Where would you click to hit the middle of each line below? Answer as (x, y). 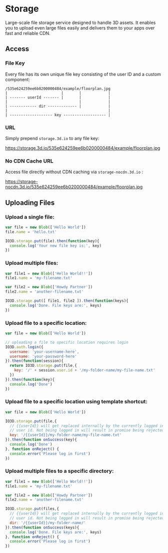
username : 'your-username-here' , (44, 352)
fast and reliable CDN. (28, 33)
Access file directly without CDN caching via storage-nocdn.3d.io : (74, 172)
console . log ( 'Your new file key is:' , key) (55, 246)
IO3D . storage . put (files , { (32, 509)
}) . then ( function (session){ (34, 361)
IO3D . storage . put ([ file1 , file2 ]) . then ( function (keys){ (67, 301)
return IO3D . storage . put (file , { (43, 366)
